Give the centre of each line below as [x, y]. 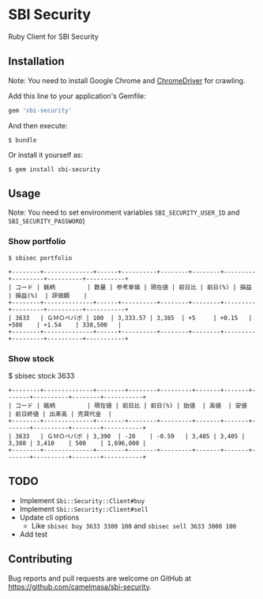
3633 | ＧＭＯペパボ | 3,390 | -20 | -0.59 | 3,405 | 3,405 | [130, 437]
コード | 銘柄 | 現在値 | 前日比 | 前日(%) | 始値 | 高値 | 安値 [131, 406]
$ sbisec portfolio [40, 258]
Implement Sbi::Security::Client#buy [82, 500]
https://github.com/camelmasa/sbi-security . [80, 586]
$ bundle [23, 140]
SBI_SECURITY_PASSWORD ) [47, 221]
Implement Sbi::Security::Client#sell [84, 509]
